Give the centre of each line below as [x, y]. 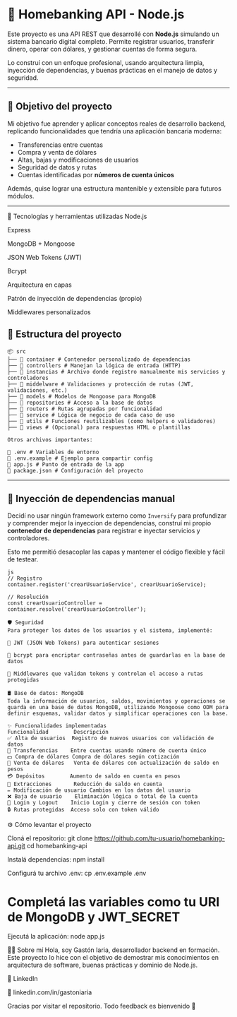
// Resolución [28, 597]
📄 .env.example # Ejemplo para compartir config [80, 458]
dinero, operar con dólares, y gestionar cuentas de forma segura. [102, 49]
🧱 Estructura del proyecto [65, 334]
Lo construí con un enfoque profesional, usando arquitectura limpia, [106, 62]
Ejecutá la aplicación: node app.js [56, 936]
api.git [17, 846]
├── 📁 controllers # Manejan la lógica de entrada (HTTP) [94, 365]
